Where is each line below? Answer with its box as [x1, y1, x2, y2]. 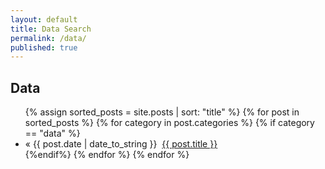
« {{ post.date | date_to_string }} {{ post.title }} [24, 138, 218, 150]
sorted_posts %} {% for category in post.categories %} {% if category [24, 117, 315, 129]
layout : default [10, 14, 78, 25]
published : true [10, 42, 78, 53]
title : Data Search [10, 24, 92, 34]
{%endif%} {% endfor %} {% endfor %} [24, 149, 190, 161]
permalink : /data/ [10, 33, 87, 43]
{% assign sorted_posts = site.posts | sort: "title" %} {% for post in [24, 106, 300, 118]
